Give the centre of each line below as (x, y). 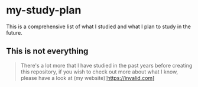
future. (14, 32)
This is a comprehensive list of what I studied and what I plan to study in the (98, 26)
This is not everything (47, 51)
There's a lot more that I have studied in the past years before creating (106, 65)
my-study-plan (44, 10)
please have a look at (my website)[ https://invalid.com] (87, 78)
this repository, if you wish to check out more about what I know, (99, 72)
